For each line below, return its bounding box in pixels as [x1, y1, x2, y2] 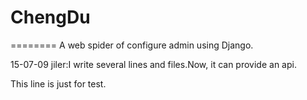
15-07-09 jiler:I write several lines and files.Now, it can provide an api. [10, 58, 297, 70]
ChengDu [10, 6, 91, 29]
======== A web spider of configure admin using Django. [10, 39, 254, 51]
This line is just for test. [10, 77, 107, 90]
